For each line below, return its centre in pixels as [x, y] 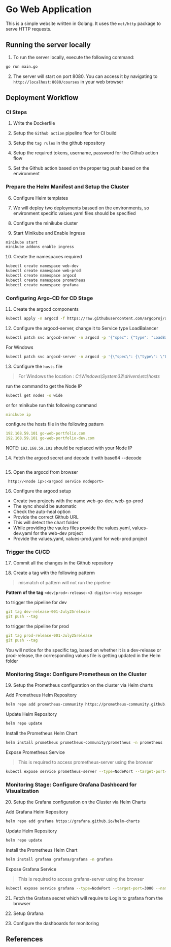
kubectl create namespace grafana [42, 285]
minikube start [22, 242]
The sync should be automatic [45, 506]
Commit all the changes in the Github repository [63, 563]
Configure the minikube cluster [45, 223]
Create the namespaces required [47, 257]
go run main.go [22, 66]
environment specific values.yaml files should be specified [74, 213]
